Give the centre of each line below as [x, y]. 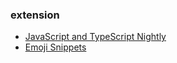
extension [35, 15]
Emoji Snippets [55, 47]
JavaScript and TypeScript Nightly [95, 37]
